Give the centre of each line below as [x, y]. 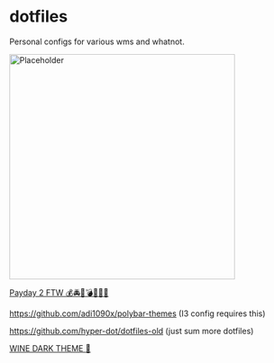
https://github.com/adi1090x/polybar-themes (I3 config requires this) [137, 313]
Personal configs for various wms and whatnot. [97, 41]
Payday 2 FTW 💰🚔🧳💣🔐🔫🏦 [59, 292]
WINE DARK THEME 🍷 [50, 348]
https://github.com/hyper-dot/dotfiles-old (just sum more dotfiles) [132, 331]
